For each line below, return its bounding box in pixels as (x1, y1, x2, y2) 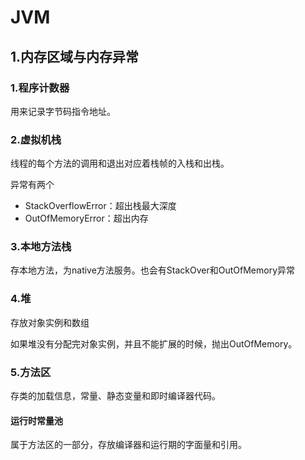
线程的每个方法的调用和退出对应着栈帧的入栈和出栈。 (10, 157, 230, 170)
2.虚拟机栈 (10, 132, 62, 146)
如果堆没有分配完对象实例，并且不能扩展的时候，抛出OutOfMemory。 (10, 337, 298, 350)
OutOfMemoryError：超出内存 (24, 212, 149, 225)
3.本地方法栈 (10, 240, 72, 254)
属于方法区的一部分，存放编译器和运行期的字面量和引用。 (10, 439, 247, 451)
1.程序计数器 (10, 81, 70, 95)
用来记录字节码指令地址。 (10, 105, 116, 117)
